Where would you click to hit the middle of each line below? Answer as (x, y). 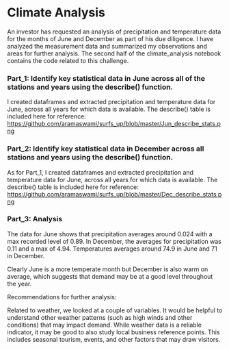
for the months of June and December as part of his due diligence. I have (110, 38)
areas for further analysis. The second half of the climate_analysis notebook (114, 53)
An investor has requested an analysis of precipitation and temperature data (114, 32)
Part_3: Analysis (35, 219)
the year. (19, 284)
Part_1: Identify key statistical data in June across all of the (106, 78)
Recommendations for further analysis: (62, 297)
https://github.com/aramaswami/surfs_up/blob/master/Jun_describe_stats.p (114, 124)
